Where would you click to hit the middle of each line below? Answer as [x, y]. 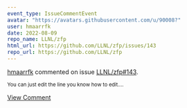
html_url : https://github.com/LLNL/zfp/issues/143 [82, 46]
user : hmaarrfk [29, 26]
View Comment [29, 97]
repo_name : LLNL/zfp [37, 39]
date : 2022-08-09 [32, 33]
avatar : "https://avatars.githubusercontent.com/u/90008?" [94, 20]
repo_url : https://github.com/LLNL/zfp [65, 53]
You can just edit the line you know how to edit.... [65, 84]
